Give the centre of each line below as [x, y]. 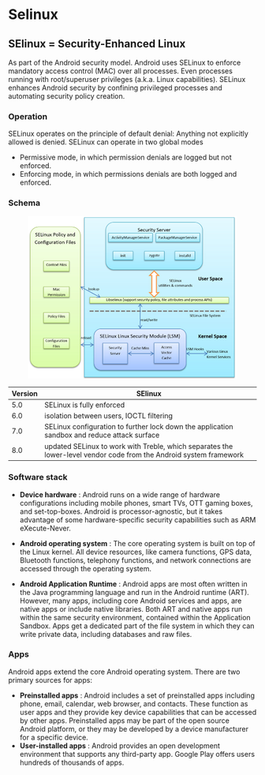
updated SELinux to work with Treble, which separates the [139, 446]
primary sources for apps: [50, 680]
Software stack [38, 477]
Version [24, 393]
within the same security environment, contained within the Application [135, 617]
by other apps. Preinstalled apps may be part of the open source [125, 721]
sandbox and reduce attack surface [102, 435]
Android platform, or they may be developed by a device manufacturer [134, 728]
